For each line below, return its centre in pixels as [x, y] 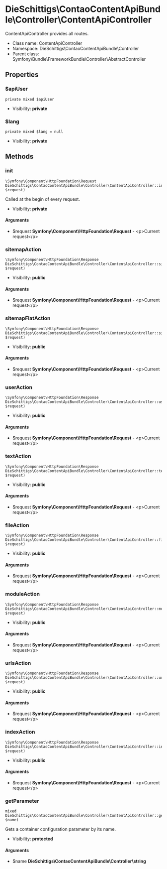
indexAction [20, 732]
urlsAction [18, 663]
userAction [19, 387]
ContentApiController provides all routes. [47, 33]
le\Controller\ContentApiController [79, 20]
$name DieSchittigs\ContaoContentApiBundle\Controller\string [79, 861]
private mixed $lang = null [34, 131]
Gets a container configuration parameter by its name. [60, 829]
